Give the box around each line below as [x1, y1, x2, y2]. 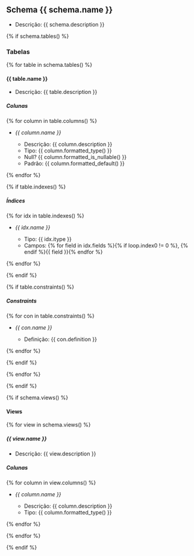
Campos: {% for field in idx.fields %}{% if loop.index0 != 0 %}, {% [23, 242, 189, 249]
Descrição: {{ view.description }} [14, 450, 96, 457]
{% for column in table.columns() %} [6, 117, 98, 125]
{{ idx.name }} [14, 224, 51, 231]
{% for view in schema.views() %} [6, 421, 92, 428]
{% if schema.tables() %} [6, 33, 69, 40]
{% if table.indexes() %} [6, 183, 66, 190]
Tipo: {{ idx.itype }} [23, 236, 72, 243]
